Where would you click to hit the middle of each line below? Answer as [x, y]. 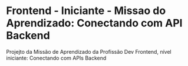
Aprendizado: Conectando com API [94, 23]
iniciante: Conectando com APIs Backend [56, 58]
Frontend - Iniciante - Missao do [86, 11]
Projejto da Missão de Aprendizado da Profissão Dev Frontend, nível [89, 51]
